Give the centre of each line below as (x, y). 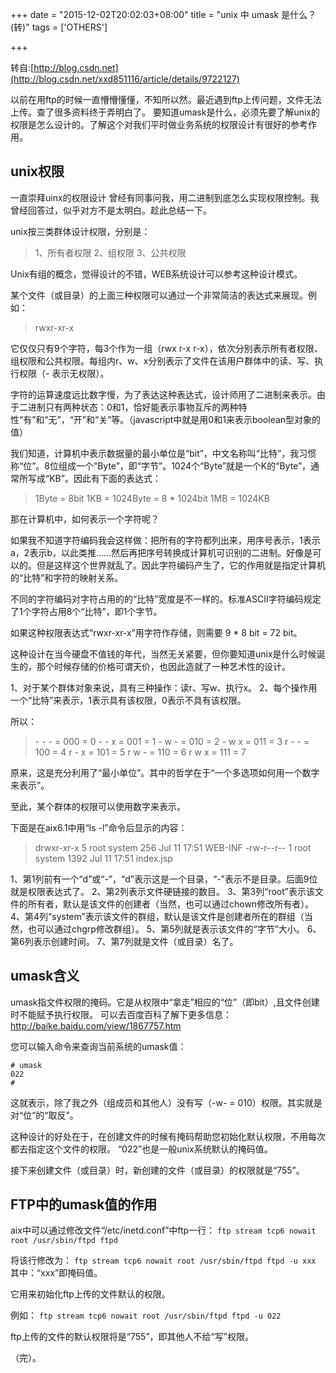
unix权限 (37, 171)
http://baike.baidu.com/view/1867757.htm (96, 1025)
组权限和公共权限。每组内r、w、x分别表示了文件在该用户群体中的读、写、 (162, 360)
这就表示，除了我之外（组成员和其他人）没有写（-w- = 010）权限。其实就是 (166, 1102)
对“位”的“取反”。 (44, 1115)
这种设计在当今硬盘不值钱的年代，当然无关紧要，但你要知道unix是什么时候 (163, 654)
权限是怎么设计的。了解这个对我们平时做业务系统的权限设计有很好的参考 (159, 124)
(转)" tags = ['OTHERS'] (59, 27)
